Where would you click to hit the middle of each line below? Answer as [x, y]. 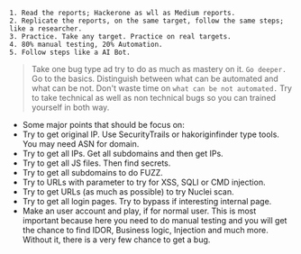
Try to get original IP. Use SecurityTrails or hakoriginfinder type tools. [150, 134]
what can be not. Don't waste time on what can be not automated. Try [162, 88]
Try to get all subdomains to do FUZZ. [93, 172]
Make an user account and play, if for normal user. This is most [139, 211]
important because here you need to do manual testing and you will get [155, 220]
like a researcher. [46, 29]
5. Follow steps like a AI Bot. [70, 52]
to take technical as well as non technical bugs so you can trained [154, 98]
